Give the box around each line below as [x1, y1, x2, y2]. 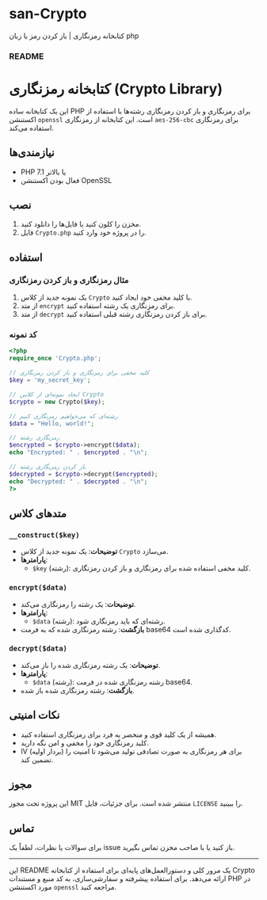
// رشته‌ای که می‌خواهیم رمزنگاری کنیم [9, 412, 118, 420]
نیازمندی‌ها [9, 146, 55, 159]
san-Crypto [9, 5, 87, 23]
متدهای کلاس [9, 506, 67, 520]
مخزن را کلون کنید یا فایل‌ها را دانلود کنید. [20, 219, 142, 229]
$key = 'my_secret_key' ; [9, 376, 91, 384]
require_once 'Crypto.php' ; [9, 354, 102, 363]
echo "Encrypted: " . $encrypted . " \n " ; [9, 448, 148, 456]
